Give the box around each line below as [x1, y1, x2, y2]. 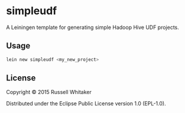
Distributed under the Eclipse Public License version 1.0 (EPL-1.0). [6, 100, 167, 107]
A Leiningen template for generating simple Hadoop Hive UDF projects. [6, 24, 179, 31]
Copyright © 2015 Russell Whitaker [6, 89, 92, 96]
